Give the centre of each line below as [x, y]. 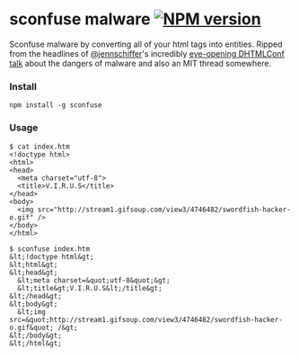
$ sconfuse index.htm [50, 249]
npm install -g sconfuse [56, 105]
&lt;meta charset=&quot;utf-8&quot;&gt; [94, 280]
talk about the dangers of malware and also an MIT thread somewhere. [141, 63]
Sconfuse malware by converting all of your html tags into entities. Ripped [146, 44]
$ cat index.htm [40, 147]
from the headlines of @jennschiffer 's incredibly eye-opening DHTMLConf [147, 53]
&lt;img [32, 312]
